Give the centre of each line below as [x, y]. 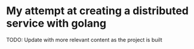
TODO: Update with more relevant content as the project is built [84, 40]
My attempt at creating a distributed [98, 11]
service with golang [56, 23]
